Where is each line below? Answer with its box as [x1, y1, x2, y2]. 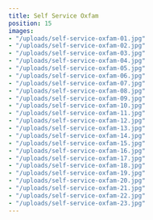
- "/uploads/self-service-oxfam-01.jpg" [8, 34, 147, 43]
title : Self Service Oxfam [8, 11, 99, 20]
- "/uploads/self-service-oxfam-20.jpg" [8, 176, 147, 185]
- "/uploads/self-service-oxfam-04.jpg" [8, 57, 147, 65]
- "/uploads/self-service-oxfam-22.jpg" [8, 191, 147, 200]
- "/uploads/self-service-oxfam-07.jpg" [8, 79, 147, 87]
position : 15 [8, 19, 52, 27]
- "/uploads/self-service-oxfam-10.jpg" [8, 102, 147, 110]
